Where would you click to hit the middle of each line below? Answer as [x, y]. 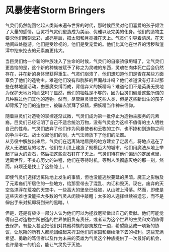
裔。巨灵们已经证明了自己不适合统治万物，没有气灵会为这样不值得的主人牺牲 [84, 122]
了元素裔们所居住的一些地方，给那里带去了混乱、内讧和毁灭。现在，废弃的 [82, 183]
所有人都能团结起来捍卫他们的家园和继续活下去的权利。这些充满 [98, 232]
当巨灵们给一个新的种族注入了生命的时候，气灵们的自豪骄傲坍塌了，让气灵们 [84, 61]
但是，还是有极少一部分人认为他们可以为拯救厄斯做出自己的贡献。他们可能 [82, 213]
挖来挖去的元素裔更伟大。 [40, 50]
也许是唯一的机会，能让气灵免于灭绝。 [45, 244]
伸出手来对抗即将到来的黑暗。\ [37, 202]
